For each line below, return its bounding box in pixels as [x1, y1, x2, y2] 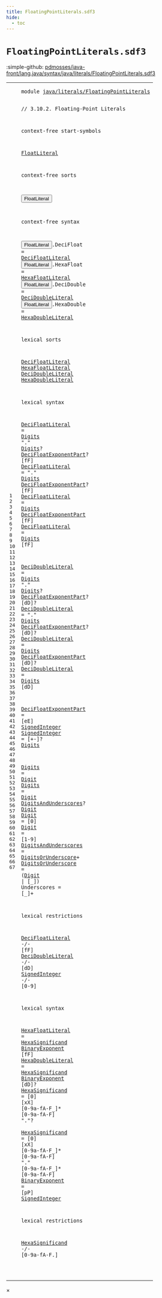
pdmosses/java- [44, 64, 85, 71]
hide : [6, 14, 20, 20]
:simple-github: [6, 64, 44, 71]
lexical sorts [20, 336, 62, 343]
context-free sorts [20, 172, 77, 179]
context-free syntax [20, 218, 80, 225]
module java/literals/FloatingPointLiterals [20, 88, 151, 95]
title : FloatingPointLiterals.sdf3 [6, 8, 95, 15]
